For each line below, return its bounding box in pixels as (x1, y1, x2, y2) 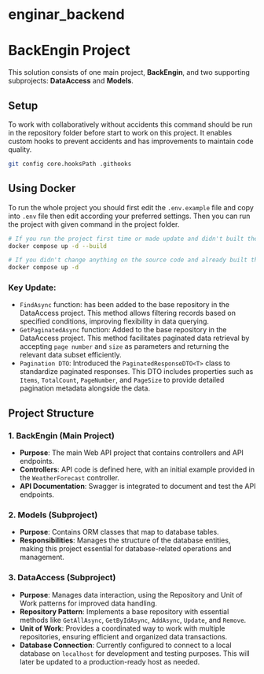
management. (19, 553, 65, 562)
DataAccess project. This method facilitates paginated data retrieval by (19, 333, 250, 343)
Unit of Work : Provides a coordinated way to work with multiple (19, 624, 225, 633)
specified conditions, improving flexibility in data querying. (19, 317, 210, 326)
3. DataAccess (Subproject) (8, 572, 116, 583)
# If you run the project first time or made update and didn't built (8, 235, 244, 243)
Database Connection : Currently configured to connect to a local (19, 640, 232, 650)
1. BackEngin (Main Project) (8, 430, 115, 441)
